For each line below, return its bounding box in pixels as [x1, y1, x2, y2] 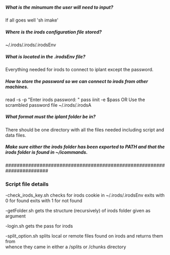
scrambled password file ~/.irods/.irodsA [5, 102, 91, 108]
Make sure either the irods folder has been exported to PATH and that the [5, 144, 165, 150]
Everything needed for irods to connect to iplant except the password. [5, 66, 154, 72]
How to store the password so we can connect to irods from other [5, 78, 148, 84]
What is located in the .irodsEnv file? [5, 53, 86, 60]
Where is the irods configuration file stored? [5, 29, 102, 35]
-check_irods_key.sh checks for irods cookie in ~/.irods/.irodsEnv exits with [5, 192, 165, 199]
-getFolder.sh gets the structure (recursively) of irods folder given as [5, 208, 150, 214]
